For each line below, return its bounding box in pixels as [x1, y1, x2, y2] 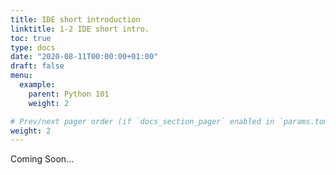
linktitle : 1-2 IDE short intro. [10, 24, 150, 34]
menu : [10, 71, 33, 81]
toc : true [10, 33, 52, 43]
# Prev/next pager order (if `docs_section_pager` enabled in [10, 116, 275, 126]
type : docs [10, 42, 56, 53]
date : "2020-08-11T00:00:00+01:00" [10, 52, 159, 62]
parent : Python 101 [28, 89, 110, 99]
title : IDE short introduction [10, 14, 141, 25]
